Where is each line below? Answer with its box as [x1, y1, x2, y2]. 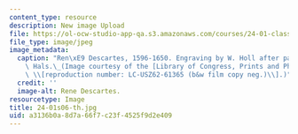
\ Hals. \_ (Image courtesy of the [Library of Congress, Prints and [25, 63, 279, 71]
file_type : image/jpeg [9, 37, 93, 47]
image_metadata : [9, 46, 69, 55]
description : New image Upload [9, 21, 125, 30]
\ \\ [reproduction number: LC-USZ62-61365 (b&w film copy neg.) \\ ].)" [25, 71, 292, 79]
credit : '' [17, 78, 58, 87]
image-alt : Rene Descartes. [17, 86, 122, 95]
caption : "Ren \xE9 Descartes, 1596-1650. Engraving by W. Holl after [17, 54, 279, 63]
